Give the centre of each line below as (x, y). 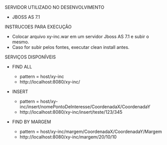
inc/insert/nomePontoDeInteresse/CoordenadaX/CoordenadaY (85, 107)
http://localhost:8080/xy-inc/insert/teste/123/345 (71, 112)
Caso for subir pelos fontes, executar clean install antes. (71, 47)
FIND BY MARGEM (31, 122)
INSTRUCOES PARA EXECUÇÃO (38, 27)
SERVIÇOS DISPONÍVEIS (30, 57)
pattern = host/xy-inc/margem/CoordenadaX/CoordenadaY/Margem (91, 131)
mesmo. (20, 42)
